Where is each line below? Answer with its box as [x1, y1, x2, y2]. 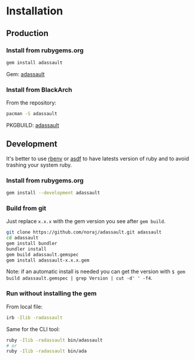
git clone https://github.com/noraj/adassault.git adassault [6, 229, 162, 235]
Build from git [6, 204, 47, 212]
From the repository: [6, 99, 57, 106]
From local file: [6, 303, 43, 310]
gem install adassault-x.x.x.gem [6, 257, 90, 263]
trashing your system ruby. [6, 161, 72, 169]
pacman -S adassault [6, 111, 58, 117]
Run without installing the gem [6, 289, 97, 298]
